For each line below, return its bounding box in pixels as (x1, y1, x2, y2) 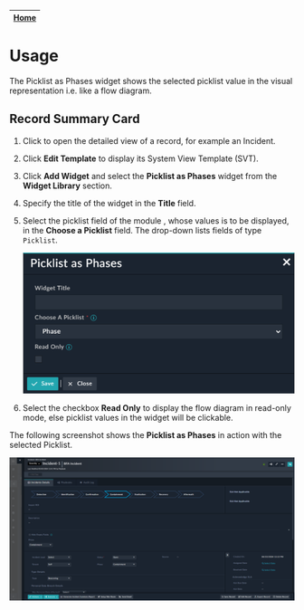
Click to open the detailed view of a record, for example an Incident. (22, 135, 276, 146)
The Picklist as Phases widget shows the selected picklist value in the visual (9, 75, 293, 86)
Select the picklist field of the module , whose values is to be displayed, (22, 214, 290, 226)
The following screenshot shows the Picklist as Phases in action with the (9, 430, 282, 441)
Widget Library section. (22, 180, 113, 191)
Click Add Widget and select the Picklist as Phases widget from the (22, 170, 278, 181)
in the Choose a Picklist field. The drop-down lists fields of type (22, 224, 262, 235)
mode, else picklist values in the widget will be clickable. (22, 413, 233, 424)
